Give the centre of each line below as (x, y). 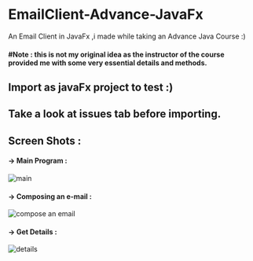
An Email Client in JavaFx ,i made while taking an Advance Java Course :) (127, 36)
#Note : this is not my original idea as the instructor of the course (117, 54)
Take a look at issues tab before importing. (115, 114)
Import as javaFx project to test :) (91, 87)
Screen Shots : (45, 140)
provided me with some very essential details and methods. (108, 62)
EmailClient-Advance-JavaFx (106, 15)
